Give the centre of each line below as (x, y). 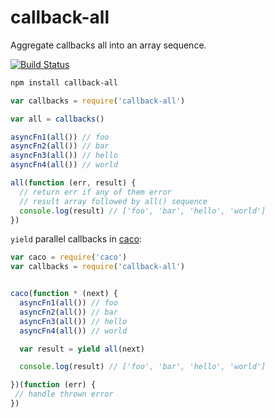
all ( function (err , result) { (73, 183)
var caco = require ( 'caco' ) (69, 257)
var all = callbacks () (57, 119)
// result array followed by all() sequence (113, 201)
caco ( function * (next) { (64, 294)
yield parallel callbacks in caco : (76, 239)
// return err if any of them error (95, 192)
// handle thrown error (64, 394)
